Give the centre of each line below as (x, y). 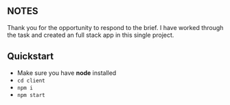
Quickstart (31, 56)
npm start (31, 95)
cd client (31, 80)
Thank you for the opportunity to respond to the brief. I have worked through (115, 27)
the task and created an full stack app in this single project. (91, 35)
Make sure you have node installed (67, 73)
